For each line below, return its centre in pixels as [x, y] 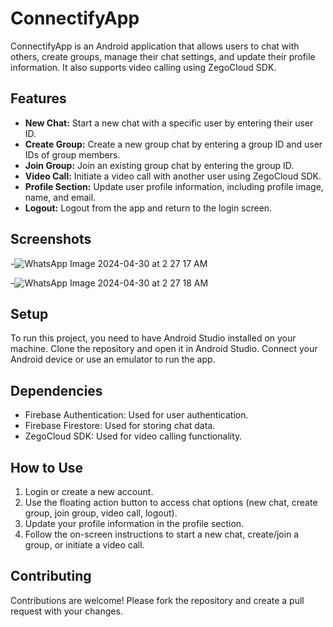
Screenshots [51, 239]
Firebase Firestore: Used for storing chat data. [120, 426]
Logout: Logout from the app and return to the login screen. [148, 208]
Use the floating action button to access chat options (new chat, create [171, 502]
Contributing [51, 576]
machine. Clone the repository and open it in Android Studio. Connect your [164, 349]
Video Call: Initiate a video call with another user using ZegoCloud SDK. [173, 176]
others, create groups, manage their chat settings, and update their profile [163, 56]
